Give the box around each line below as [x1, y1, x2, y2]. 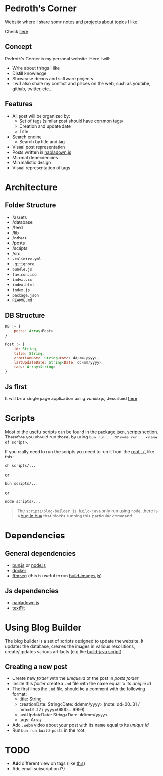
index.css [12, 277, 33, 282]
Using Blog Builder [5, 622, 81, 633]
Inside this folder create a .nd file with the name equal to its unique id [12, 681, 151, 687]
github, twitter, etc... [12, 86, 53, 92]
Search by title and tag [19, 139, 65, 144]
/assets [12, 214, 27, 220]
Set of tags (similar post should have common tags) [19, 118, 123, 124]
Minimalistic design [12, 159, 51, 165]
